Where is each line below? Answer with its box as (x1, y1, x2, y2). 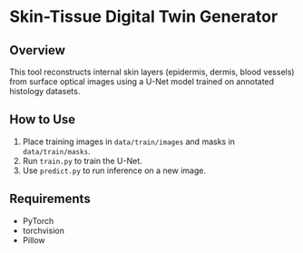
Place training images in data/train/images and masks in (22, 136, 236, 147)
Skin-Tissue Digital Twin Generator (9, 6, 279, 27)
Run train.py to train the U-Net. (22, 155, 142, 166)
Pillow (22, 234, 45, 246)
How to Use (9, 112, 76, 128)
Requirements (9, 191, 91, 207)
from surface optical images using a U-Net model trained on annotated (9, 76, 275, 87)
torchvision (22, 225, 65, 236)
